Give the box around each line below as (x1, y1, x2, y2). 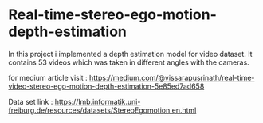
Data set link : (8, 97, 53, 106)
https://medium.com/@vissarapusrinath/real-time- (88, 73, 255, 82)
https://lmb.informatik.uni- (54, 97, 141, 106)
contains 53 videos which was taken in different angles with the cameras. (8, 58, 249, 67)
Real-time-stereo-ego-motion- (8, 6, 218, 24)
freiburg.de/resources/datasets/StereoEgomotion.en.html (8, 105, 197, 115)
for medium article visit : (8, 73, 88, 82)
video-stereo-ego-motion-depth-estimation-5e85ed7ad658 (8, 81, 205, 91)
